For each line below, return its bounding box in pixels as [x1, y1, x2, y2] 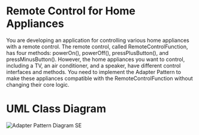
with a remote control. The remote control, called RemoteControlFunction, [6, 43, 188, 50]
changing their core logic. [6, 81, 70, 88]
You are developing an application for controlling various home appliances [6, 36, 190, 44]
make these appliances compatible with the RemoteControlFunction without [6, 75, 193, 82]
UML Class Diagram [6, 102, 107, 116]
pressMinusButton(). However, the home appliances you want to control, [6, 56, 185, 63]
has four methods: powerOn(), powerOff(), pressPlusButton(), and [6, 49, 169, 56]
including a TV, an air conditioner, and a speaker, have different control [6, 62, 181, 69]
